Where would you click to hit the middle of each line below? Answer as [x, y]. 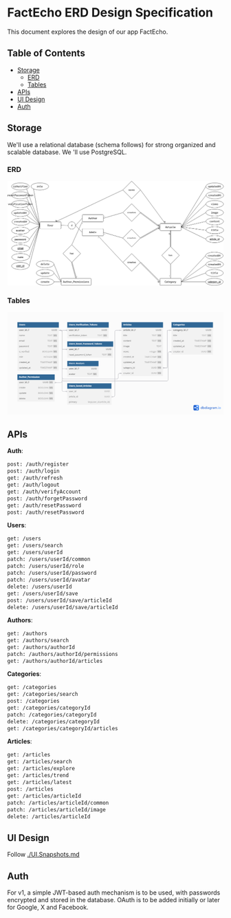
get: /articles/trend [38, 776]
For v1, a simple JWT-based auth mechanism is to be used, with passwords [114, 893]
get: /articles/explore [41, 769]
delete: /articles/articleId [49, 817]
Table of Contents [46, 53]
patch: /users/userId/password [52, 573]
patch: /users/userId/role [46, 566]
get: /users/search [35, 546]
